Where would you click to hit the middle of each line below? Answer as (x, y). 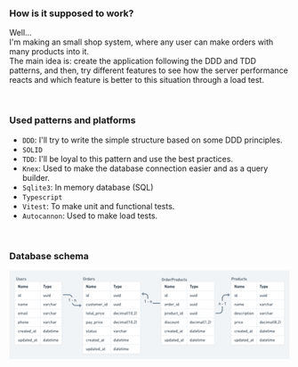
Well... (21, 33)
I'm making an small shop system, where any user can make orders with (141, 42)
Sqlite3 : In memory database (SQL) (88, 187)
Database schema (49, 256)
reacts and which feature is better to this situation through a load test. (137, 80)
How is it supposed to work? (72, 13)
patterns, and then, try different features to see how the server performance (149, 70)
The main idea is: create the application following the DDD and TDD (133, 61)
